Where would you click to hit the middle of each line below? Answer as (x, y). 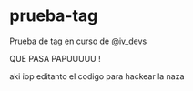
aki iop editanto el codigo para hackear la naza (97, 76)
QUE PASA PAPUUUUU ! (56, 58)
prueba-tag (54, 16)
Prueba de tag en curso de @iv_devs (78, 41)
